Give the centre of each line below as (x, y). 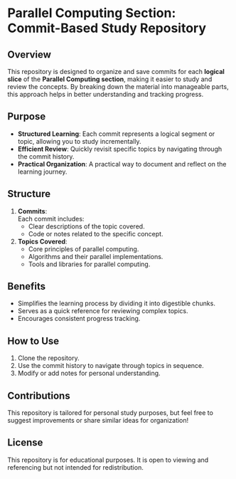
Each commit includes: (51, 219)
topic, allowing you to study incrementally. (79, 141)
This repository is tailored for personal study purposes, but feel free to (110, 413)
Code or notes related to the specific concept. (96, 233)
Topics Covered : (42, 241)
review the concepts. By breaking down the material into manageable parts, (118, 86)
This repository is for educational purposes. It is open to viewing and (108, 460)
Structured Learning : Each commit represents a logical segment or (116, 134)
